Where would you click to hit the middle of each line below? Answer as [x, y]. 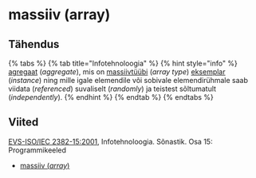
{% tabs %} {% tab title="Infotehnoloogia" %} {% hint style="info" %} [123, 63]
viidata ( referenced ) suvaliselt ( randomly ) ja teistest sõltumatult [112, 89]
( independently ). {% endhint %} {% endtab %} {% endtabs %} [111, 97]
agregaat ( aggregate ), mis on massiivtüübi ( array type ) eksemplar [117, 72]
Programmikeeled [37, 150]
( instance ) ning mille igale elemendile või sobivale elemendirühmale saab [128, 80]
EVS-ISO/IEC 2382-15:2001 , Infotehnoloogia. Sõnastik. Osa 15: [110, 141]
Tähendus [34, 44]
